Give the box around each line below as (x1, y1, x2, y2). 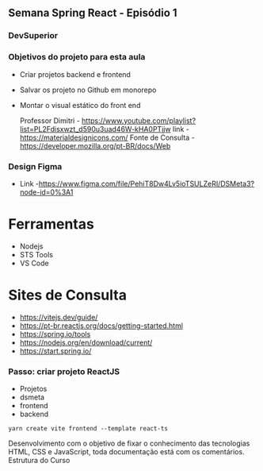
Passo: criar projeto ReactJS (8, 365, 120, 376)
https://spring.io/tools (19, 329, 91, 338)
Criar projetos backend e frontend (19, 69, 131, 79)
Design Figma (8, 160, 63, 172)
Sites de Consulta (8, 286, 127, 304)
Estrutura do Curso (8, 456, 71, 465)
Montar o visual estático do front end (19, 100, 141, 110)
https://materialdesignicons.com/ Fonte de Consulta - (19, 133, 196, 142)
